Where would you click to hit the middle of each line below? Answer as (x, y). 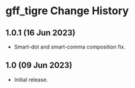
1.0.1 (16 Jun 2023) (41, 33)
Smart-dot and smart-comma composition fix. (70, 47)
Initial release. (31, 79)
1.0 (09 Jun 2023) (39, 65)
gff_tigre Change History (67, 11)
